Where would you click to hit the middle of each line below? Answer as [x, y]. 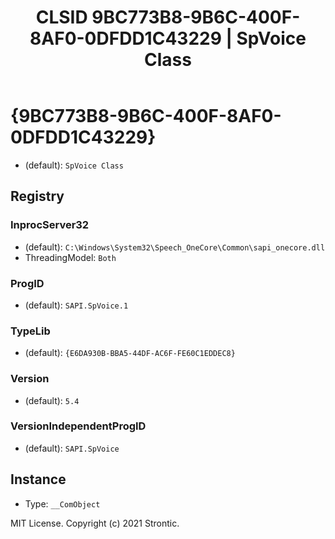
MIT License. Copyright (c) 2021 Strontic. [95, 523]
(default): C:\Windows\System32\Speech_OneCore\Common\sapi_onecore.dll [175, 247]
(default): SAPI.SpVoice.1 [76, 305]
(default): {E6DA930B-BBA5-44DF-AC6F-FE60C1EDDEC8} [130, 353]
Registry [37, 196]
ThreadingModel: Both [70, 257]
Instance [38, 479]
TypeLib [30, 331]
